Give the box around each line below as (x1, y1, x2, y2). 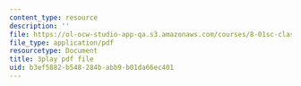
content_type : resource (9, 13, 99, 22)
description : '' (9, 21, 70, 30)
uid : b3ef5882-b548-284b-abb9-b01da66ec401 (9, 64, 175, 73)
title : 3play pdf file (9, 55, 94, 64)
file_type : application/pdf (9, 38, 115, 47)
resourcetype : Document (9, 47, 99, 56)
